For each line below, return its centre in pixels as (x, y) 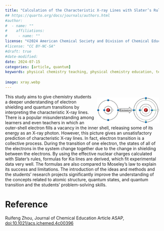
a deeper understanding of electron (41, 102)
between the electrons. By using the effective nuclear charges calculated (79, 154)
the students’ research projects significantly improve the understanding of (80, 174)
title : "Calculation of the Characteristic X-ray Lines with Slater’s (78, 10)
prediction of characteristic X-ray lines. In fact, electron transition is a (75, 138)
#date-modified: (21, 57)
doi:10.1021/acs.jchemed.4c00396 (40, 223)
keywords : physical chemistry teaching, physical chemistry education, (79, 72)
